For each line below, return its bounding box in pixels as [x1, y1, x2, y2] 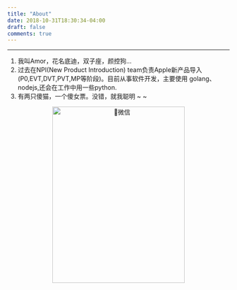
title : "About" [7, 10, 52, 18]
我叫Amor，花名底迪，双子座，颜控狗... [17, 57, 132, 66]
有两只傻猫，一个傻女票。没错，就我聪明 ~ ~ [17, 92, 147, 101]
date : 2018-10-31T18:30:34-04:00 [7, 17, 106, 24]
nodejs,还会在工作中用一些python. [17, 83, 117, 92]
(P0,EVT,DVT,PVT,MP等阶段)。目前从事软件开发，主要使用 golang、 [17, 75, 216, 83]
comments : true [7, 30, 52, 37]
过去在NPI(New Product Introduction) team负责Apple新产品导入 [17, 66, 202, 74]
